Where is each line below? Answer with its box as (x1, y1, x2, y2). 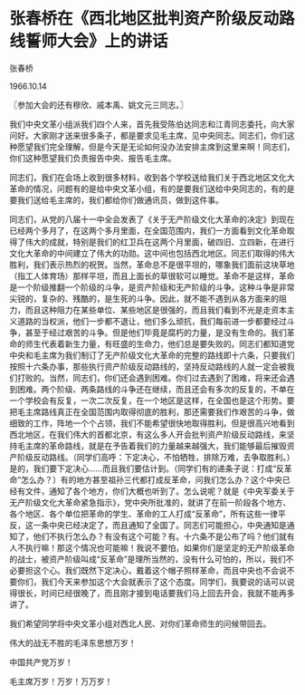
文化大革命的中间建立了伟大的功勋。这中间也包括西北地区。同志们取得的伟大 (9, 247, 295, 258)
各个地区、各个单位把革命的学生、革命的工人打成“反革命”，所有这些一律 (9, 508, 279, 519)
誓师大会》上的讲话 (25, 31, 169, 52)
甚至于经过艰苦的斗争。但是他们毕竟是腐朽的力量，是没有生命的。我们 (24, 327, 287, 338)
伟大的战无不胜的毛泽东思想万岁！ (9, 637, 137, 648)
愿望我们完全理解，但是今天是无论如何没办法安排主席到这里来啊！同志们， (16, 141, 295, 152)
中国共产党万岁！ (9, 656, 73, 667)
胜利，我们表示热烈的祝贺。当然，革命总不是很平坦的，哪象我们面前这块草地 (9, 259, 295, 270)
